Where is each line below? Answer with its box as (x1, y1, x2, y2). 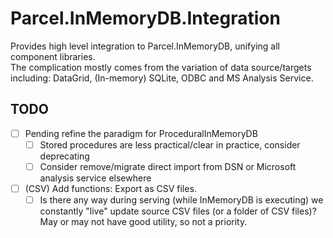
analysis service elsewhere (39, 172, 152, 184)
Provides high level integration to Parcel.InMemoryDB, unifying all (10, 40, 280, 52)
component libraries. (10, 50, 96, 62)
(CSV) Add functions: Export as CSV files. (24, 182, 197, 194)
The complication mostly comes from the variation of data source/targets (10, 61, 312, 73)
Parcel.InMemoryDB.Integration (10, 7, 281, 30)
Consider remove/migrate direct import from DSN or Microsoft (39, 160, 297, 172)
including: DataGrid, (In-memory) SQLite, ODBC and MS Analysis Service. (10, 72, 314, 84)
